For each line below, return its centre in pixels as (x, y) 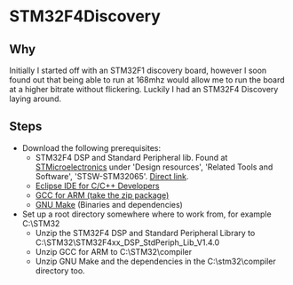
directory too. (60, 270)
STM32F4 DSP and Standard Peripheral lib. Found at (131, 157)
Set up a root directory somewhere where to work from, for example (147, 214)
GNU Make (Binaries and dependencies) (109, 204)
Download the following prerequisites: (91, 147)
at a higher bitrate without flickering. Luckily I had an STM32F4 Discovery (144, 89)
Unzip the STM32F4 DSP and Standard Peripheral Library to (145, 233)
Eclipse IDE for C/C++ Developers (97, 186)
